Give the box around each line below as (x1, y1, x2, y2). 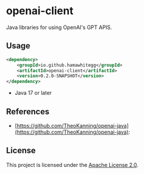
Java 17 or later (14, 89, 52, 96)
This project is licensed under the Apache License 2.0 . (6, 161, 139, 168)
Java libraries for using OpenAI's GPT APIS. (6, 24, 112, 31)
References (6, 107, 50, 117)
